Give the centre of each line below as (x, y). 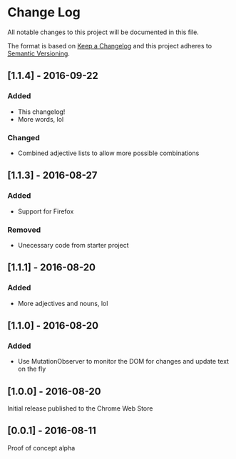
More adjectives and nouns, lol (63, 303)
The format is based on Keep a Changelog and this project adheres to (110, 46)
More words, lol (41, 119)
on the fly (32, 369)
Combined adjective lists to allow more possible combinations (108, 153)
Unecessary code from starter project (73, 245)
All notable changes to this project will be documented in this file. (103, 32)
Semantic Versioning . (39, 53)
